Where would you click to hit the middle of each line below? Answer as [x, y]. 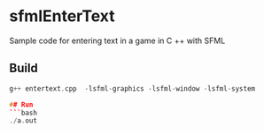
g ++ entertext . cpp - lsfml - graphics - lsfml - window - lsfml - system [132, 89]
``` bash [23, 113]
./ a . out [23, 121]
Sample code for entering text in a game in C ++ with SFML [117, 41]
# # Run [21, 104]
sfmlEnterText [62, 16]
